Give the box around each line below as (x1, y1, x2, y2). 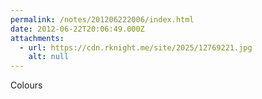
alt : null (28, 52, 70, 62)
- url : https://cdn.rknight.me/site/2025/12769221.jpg (19, 42, 253, 53)
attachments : (10, 33, 65, 43)
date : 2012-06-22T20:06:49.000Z (10, 24, 145, 34)
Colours (10, 79, 43, 91)
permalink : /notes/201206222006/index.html (10, 14, 195, 25)
